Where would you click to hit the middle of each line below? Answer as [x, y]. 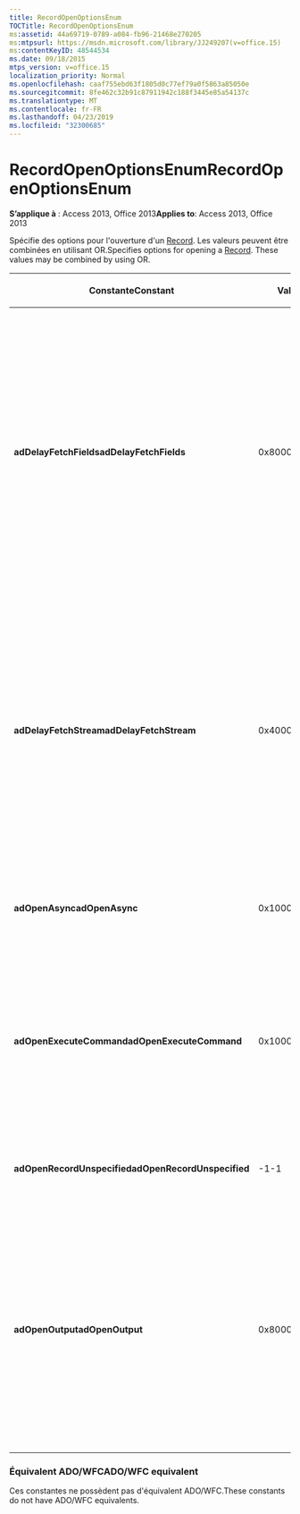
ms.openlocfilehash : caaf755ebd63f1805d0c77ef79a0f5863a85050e [129, 84]
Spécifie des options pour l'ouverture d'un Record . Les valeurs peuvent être [149, 240]
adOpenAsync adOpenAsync [76, 908]
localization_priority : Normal [67, 76]
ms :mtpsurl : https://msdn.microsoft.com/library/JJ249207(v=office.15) [145, 42]
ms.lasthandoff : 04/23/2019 [62, 117]
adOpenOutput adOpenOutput [78, 1329]
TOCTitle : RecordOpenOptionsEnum [71, 26]
